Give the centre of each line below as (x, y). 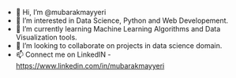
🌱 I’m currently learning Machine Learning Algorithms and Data (118, 29)
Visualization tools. (46, 37)
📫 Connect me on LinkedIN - (63, 54)
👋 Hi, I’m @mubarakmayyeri (61, 12)
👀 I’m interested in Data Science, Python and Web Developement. (122, 20)
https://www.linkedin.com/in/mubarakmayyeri (90, 66)
